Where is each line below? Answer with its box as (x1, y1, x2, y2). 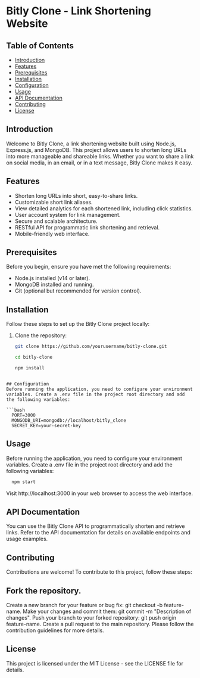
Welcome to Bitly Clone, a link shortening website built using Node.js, (6, 140, 177, 147)
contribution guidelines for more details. (6, 627, 104, 634)
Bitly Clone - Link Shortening (6, 4, 152, 18)
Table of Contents (6, 41, 74, 51)
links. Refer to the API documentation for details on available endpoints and (6, 529, 190, 536)
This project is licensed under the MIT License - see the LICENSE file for (6, 660, 183, 667)
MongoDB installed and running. (14, 281, 94, 288)
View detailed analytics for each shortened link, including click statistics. (14, 204, 193, 212)
